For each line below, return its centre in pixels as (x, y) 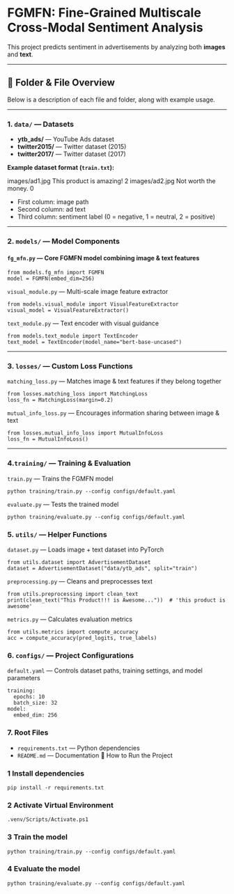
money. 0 (21, 189)
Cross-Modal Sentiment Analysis (105, 28)
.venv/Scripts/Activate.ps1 (48, 819)
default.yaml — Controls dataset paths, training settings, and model (105, 670)
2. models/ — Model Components (64, 241)
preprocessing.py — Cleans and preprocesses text (80, 581)
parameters (24, 678)
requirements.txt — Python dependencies (79, 748)
